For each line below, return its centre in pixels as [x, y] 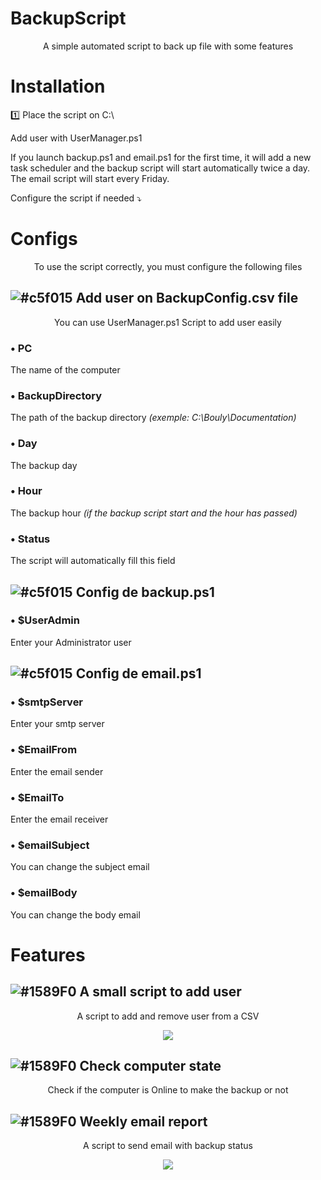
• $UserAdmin [45, 620]
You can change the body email [75, 914]
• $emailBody [44, 893]
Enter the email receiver [59, 819]
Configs [44, 239]
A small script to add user [160, 992]
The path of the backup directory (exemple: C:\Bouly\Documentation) [153, 418]
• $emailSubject [50, 845]
